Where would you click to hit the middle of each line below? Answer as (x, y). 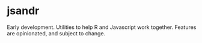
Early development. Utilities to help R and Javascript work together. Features (102, 27)
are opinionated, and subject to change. (56, 33)
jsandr (23, 11)
